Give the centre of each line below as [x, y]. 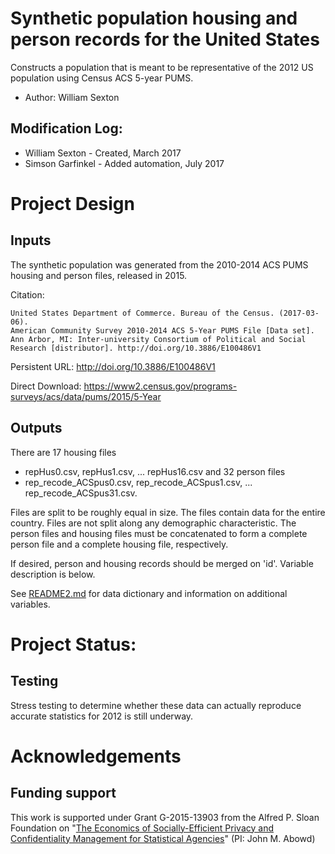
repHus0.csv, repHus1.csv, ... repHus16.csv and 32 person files [155, 471]
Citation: [27, 294]
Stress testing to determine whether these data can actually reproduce [156, 705]
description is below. [53, 574]
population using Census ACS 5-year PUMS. [102, 78]
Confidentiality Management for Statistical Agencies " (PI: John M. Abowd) [163, 838]
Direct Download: [46, 386]
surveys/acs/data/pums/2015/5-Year [86, 396]
